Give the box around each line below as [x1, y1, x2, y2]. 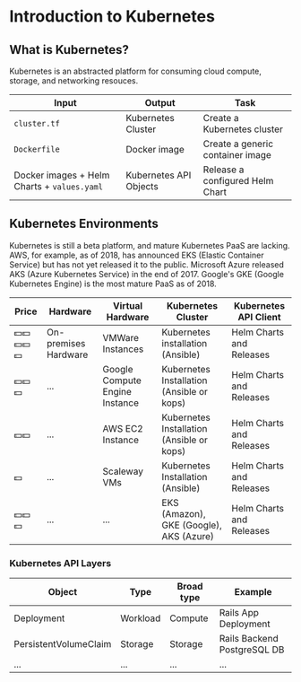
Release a [202, 163, 245, 176]
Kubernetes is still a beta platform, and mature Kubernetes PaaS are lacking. [9, 240, 290, 250]
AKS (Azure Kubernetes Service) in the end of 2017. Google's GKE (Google [9, 268, 285, 279]
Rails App [219, 607, 260, 619]
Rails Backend [219, 633, 279, 645]
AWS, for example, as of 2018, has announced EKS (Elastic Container [9, 249, 264, 260]
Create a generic [202, 137, 274, 150]
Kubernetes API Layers [9, 556, 112, 569]
